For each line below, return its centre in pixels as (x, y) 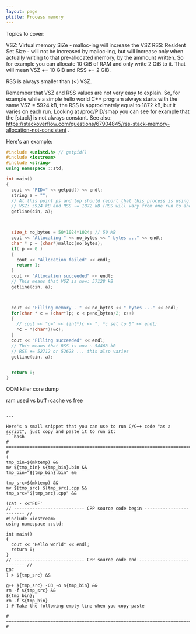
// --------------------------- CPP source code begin (74, 509)
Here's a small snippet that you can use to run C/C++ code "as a (88, 427)
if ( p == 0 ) (27, 249)
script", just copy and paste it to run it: (61, 432)
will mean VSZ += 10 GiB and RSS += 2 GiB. (58, 70)
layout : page (22, 11)
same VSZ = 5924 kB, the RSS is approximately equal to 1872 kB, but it (91, 105)
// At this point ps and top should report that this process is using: (101, 201)
